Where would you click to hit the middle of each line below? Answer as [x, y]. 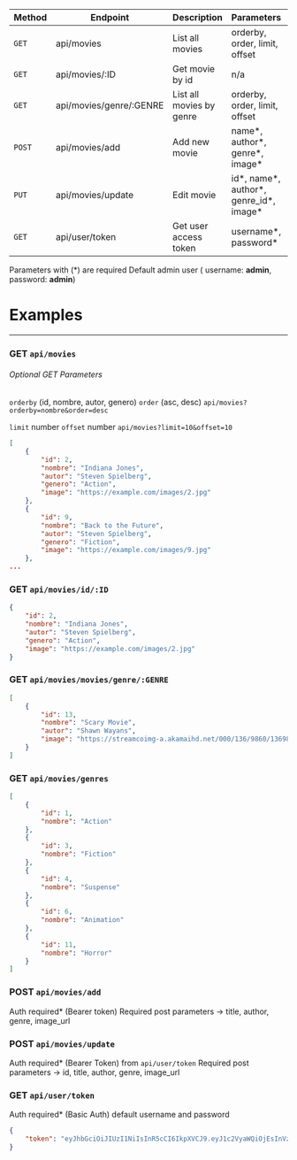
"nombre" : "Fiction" [79, 854]
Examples [46, 315]
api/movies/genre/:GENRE [110, 105]
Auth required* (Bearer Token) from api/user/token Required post [129, 1063]
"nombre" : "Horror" [77, 953]
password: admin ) [42, 279]
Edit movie [194, 195]
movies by [194, 105]
